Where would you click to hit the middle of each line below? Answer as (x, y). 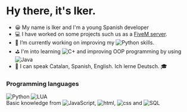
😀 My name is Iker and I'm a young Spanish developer (82, 27)
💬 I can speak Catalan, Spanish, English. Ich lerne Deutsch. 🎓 (91, 66)
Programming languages (43, 84)
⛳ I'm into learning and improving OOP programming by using (98, 51)
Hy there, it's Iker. (51, 11)
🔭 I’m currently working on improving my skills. (85, 42)
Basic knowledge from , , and (74, 103)
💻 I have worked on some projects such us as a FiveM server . (91, 34)
